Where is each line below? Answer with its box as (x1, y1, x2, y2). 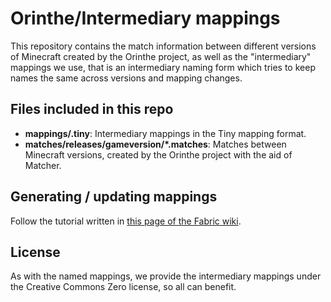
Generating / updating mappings (10, 188, 218, 206)
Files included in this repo (10, 101, 174, 118)
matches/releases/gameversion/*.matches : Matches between (24, 138, 287, 150)
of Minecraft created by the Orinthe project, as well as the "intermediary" (10, 50, 312, 62)
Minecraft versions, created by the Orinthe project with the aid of (24, 148, 293, 161)
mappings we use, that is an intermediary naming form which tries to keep (10, 61, 316, 73)
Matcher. (24, 159, 62, 171)
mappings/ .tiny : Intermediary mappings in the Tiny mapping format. (24, 127, 307, 139)
